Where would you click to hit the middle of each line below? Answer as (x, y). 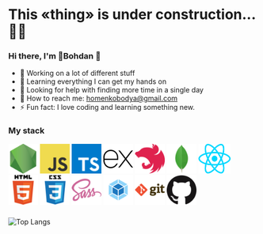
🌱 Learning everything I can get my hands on (93, 81)
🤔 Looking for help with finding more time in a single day (112, 90)
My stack (27, 130)
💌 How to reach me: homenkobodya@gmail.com (99, 98)
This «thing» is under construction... (132, 15)
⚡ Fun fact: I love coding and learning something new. (107, 108)
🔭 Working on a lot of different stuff (77, 74)
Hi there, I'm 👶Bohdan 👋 (55, 56)
